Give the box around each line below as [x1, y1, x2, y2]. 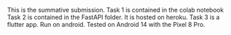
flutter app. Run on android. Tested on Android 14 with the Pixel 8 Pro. [7, 21, 205, 28]
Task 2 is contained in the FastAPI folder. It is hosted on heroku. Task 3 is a [7, 13, 220, 21]
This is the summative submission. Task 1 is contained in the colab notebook [7, 6, 224, 14]
